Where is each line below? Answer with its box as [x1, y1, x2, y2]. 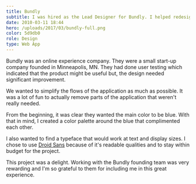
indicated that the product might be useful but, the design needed [6, 70, 164, 77]
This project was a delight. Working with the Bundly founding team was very [6, 159, 190, 166]
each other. [6, 124, 34, 131]
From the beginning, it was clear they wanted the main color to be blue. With [6, 111, 190, 118]
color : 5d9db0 [6, 30, 41, 36]
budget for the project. [6, 147, 61, 154]
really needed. [6, 100, 41, 107]
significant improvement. [6, 76, 66, 83]
